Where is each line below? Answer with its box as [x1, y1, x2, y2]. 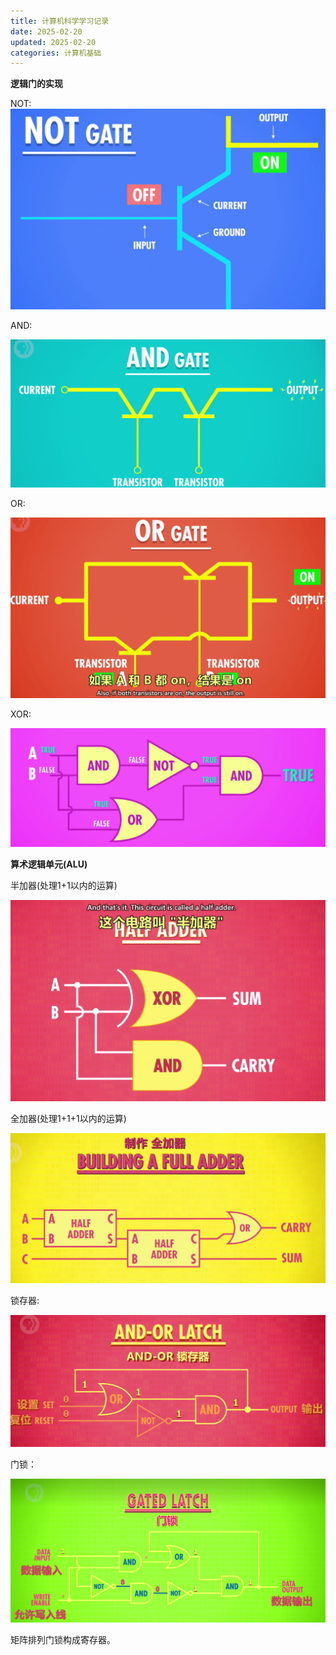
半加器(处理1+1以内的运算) [10, 880, 118, 892]
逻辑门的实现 [10, 78, 63, 90]
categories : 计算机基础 [10, 48, 102, 58]
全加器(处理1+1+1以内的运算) [10, 1113, 127, 1125]
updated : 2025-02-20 [10, 37, 97, 47]
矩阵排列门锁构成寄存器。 [10, 1634, 116, 1646]
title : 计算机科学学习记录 [10, 16, 110, 26]
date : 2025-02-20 [10, 26, 83, 37]
